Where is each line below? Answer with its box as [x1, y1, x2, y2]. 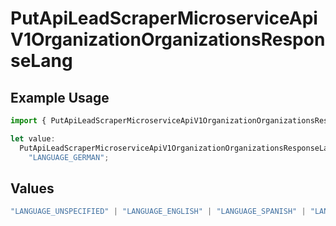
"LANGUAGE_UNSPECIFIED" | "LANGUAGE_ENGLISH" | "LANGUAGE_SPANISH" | [10, 207, 307, 217]
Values [10, 180, 55, 197]
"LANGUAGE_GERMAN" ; [28, 152, 110, 162]
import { [10, 116, 47, 126]
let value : [10, 133, 56, 144]
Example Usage [10, 89, 110, 106]
